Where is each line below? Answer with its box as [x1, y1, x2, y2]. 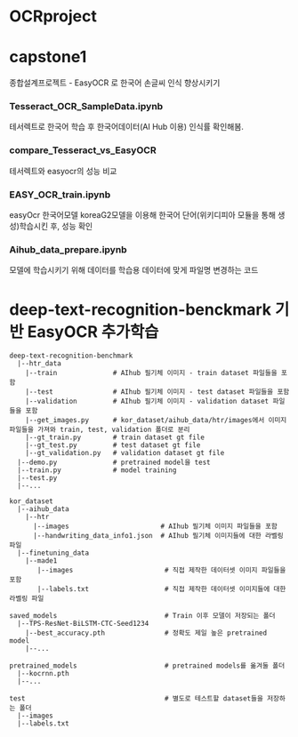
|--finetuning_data [17, 549, 90, 557]
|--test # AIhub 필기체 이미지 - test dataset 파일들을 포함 [25, 388, 290, 397]
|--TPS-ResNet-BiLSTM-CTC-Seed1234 [17, 620, 149, 629]
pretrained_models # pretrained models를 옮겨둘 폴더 [9, 661, 286, 670]
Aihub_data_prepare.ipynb [9, 243, 127, 255]
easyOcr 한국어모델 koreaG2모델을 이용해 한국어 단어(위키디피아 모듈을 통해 [9, 210, 276, 220]
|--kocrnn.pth [17, 669, 69, 678]
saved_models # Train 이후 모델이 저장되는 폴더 [9, 612, 276, 621]
